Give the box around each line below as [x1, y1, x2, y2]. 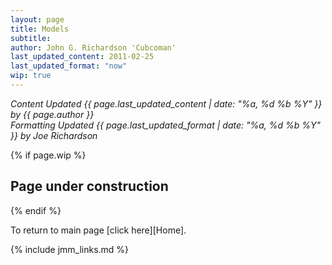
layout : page [10, 14, 65, 25]
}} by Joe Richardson [10, 129, 98, 141]
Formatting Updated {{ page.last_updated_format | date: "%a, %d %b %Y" [10, 119, 322, 131]
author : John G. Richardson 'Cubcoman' [10, 42, 177, 53]
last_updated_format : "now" [10, 61, 128, 71]
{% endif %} [10, 204, 62, 216]
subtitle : [10, 33, 52, 43]
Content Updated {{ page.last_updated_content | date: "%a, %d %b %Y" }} [10, 97, 323, 110]
